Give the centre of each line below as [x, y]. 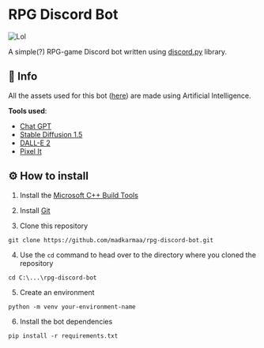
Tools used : [28, 110]
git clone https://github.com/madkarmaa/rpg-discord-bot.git [111, 240]
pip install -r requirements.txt [63, 336]
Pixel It [30, 151]
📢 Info [23, 77]
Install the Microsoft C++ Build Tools [79, 195]
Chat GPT [36, 126]
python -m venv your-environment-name [72, 307]
